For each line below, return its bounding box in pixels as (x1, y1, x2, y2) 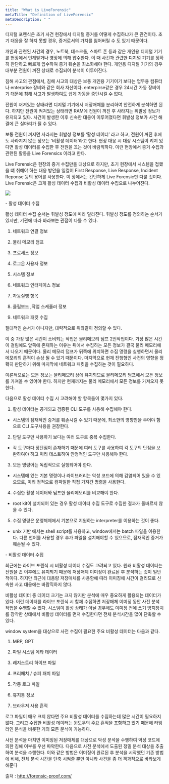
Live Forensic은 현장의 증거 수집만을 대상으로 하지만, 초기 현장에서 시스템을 (5, 161, 154, 167)
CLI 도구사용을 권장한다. (22, 423, 70, 429)
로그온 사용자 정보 (12, 260, 48, 266)
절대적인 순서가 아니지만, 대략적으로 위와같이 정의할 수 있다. (5, 325, 123, 331)
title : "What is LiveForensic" (5, 7, 71, 13)
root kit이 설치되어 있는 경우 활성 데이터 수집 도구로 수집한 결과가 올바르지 (12, 500, 158, 506)
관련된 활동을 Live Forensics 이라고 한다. (5, 150, 87, 156)
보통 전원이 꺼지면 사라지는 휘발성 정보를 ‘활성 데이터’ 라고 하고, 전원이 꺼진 (5, 131, 153, 137)
